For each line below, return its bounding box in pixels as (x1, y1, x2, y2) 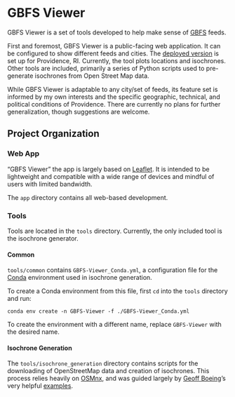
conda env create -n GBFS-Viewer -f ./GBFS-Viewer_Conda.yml (7, 308, 190, 315)
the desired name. (7, 328, 60, 336)
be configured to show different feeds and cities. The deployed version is (7, 49, 220, 58)
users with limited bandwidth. (7, 180, 93, 188)
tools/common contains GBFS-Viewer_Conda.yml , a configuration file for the (7, 266, 218, 274)
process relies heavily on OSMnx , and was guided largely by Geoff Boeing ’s (7, 374, 226, 383)
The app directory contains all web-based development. (7, 193, 168, 201)
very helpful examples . (7, 382, 74, 390)
